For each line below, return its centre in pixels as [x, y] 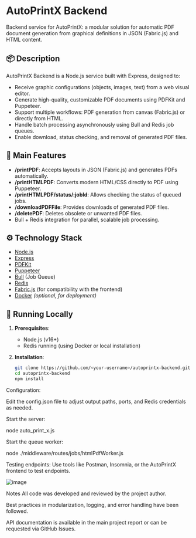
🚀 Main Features [36, 156]
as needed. [20, 407]
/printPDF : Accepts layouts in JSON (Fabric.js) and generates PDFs [96, 170]
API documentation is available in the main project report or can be [87, 522]
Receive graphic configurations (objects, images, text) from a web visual [102, 87]
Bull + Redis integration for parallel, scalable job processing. [87, 219]
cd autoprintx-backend [42, 374]
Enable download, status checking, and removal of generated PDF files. [101, 137]
